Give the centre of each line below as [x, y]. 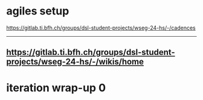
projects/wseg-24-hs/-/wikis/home [75, 62]
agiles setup [38, 11]
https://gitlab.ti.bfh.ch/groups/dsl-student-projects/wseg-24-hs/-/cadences [101, 28]
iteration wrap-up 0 [56, 88]
